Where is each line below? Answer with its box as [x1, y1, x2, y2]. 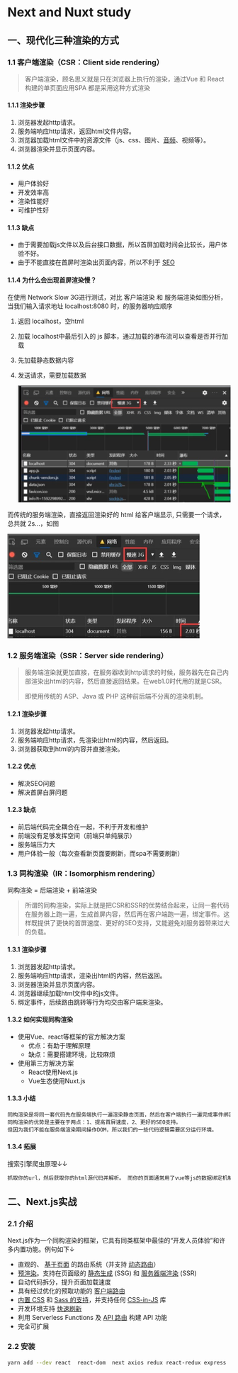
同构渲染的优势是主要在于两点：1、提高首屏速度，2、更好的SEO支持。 [7, 1119, 182, 1126]
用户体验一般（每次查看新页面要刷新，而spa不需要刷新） [17, 849, 184, 858]
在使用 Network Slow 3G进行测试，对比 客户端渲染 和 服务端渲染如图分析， [7, 293, 227, 301]
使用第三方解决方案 [17, 1058, 74, 1067]
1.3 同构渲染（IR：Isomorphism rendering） [7, 869, 159, 878]
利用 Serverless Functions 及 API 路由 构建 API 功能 [17, 1313, 168, 1322]
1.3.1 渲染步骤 [7, 945, 47, 954]
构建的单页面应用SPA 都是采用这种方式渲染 [24, 83, 151, 92]
